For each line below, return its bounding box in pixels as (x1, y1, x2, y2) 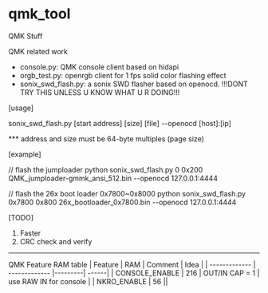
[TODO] (8, 212, 34, 222)
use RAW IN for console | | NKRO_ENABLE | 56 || (8, 276, 168, 286)
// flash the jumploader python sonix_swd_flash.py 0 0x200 (8, 164, 203, 174)
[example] (8, 149, 41, 159)
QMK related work (8, 46, 69, 56)
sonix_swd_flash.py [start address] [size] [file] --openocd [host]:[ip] (8, 118, 231, 128)
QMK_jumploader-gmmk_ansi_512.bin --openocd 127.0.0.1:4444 (8, 173, 218, 183)
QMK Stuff (8, 31, 43, 41)
